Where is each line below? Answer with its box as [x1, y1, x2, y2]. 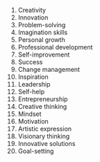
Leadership [17, 80, 51, 88]
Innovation [17, 13, 49, 22]
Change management [17, 66, 81, 73]
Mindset [17, 110, 42, 118]
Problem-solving [17, 21, 66, 29]
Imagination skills [17, 28, 68, 36]
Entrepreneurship [17, 95, 68, 103]
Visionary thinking [17, 132, 70, 140]
